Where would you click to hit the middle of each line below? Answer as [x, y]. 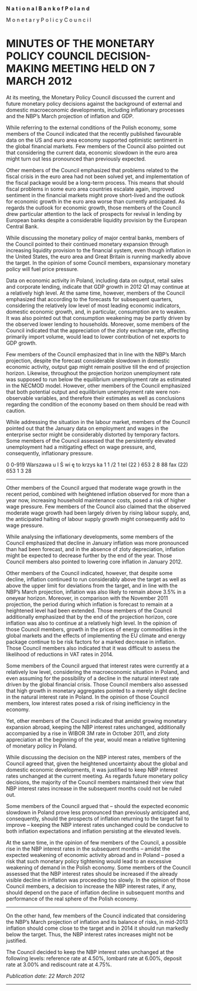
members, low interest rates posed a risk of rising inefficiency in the [88, 703]
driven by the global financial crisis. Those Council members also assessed [97, 684]
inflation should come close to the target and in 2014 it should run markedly [97, 928]
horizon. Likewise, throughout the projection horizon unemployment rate [93, 373]
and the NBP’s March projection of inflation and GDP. [70, 116]
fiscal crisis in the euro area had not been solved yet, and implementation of [98, 176]
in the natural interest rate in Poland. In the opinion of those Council [87, 697]
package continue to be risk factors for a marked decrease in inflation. [91, 642]
